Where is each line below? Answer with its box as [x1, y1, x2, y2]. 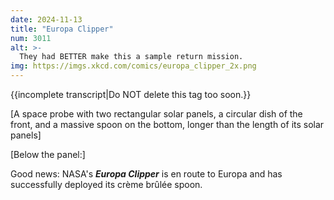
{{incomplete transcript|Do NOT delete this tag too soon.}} [10, 89, 252, 100]
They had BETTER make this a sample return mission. [19, 52, 244, 62]
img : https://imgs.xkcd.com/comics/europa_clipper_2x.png [10, 61, 257, 71]
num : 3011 [10, 33, 52, 43]
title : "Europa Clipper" [10, 24, 114, 34]
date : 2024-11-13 [10, 14, 83, 25]
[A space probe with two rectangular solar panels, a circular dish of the [10, 108, 303, 120]
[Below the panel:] [10, 149, 86, 160]
